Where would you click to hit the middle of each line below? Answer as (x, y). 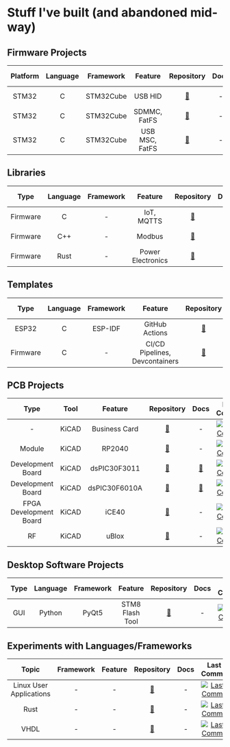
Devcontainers (155, 361)
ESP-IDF (106, 329)
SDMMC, (148, 111)
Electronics (150, 260)
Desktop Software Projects (66, 565)
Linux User (30, 685)
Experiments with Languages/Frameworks (100, 646)
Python (51, 613)
